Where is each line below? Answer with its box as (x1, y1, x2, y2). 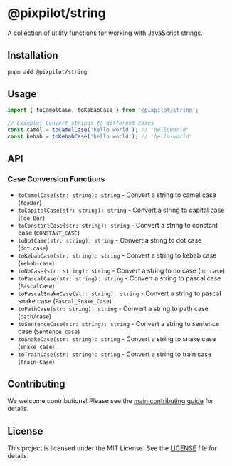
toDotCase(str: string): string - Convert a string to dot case (17, 235, 202, 244)
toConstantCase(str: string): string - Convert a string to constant (17, 221, 218, 229)
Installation (7, 49, 58, 61)
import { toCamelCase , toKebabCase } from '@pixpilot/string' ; (7, 107, 199, 114)
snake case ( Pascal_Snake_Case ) (17, 296, 112, 305)
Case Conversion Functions (7, 174, 105, 184)
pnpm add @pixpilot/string (7, 68, 88, 76)
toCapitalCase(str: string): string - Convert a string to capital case (17, 206, 225, 214)
